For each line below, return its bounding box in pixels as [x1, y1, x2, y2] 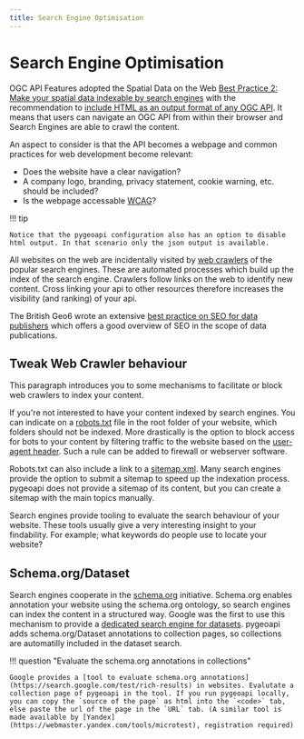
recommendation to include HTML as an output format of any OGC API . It [9, 102, 283, 113]
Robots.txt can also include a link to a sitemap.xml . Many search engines [9, 464, 281, 474]
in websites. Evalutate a [196, 681, 295, 691]
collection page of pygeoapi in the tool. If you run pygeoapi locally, [9, 689, 290, 698]
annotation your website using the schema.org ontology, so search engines [9, 599, 291, 610]
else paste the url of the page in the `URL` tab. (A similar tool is [9, 705, 282, 714]
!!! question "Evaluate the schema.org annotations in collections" [9, 655, 251, 666]
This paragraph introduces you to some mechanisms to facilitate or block [9, 380, 283, 391]
